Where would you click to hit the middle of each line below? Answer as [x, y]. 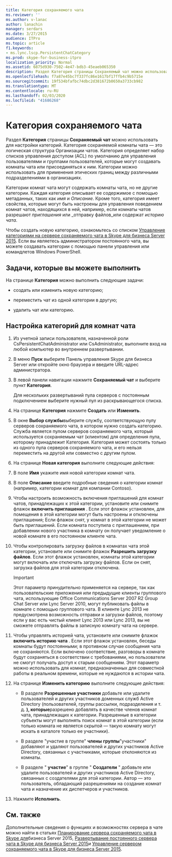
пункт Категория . [32, 385]
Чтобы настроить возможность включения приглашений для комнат [88, 498]
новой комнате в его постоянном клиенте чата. [65, 536]
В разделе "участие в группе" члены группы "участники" [84, 741]
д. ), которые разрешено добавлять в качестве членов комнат [89, 709]
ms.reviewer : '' [23, 15]
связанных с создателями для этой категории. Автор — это [86, 778]
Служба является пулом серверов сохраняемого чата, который [83, 431]
